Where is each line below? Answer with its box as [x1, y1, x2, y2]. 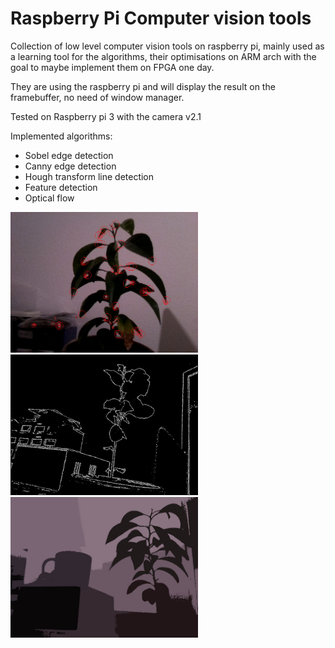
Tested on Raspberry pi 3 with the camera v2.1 [10, 110, 202, 122]
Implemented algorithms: [10, 130, 113, 142]
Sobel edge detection [24, 149, 114, 161]
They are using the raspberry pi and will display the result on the [10, 80, 276, 92]
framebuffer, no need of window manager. [10, 91, 185, 103]
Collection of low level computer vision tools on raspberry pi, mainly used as [10, 40, 325, 52]
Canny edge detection [24, 160, 117, 172]
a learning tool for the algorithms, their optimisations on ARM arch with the [10, 50, 317, 62]
